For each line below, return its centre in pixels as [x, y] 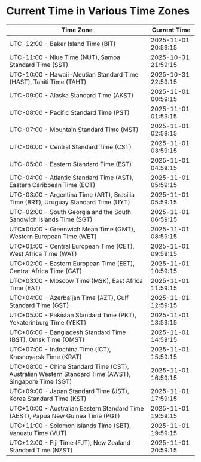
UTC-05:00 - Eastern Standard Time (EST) [71, 164]
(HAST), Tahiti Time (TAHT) [48, 82]
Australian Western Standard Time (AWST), [70, 374]
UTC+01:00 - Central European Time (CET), [72, 246]
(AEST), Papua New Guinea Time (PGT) [65, 415]
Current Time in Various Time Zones [98, 11]
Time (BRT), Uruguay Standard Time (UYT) [70, 202]
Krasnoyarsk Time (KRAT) [45, 357]
